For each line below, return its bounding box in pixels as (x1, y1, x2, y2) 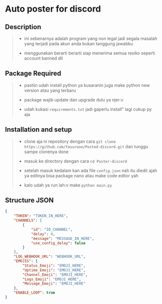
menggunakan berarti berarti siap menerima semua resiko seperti (24, 50, 155, 56)
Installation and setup (5, 125, 72, 134)
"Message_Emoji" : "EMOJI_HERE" (22, 281, 86, 286)
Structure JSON (5, 196, 54, 204)
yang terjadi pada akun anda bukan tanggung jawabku (24, 41, 133, 47)
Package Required (5, 69, 62, 78)
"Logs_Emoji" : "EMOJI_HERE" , (22, 277, 81, 282)
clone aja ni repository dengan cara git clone (24, 138, 116, 144)
